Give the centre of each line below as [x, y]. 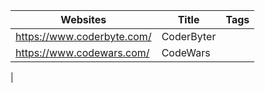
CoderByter [189, 36]
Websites [83, 19]
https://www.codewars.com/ [82, 52]
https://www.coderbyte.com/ [83, 36]
